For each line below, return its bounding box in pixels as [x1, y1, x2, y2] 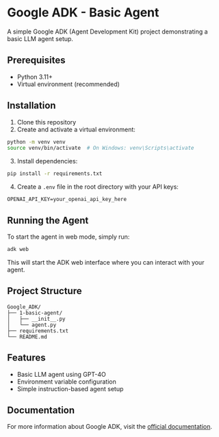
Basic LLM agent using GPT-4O [16, 370, 106, 378]
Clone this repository [16, 118, 77, 126]
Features [7, 352, 46, 364]
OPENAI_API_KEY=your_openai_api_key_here [7, 196, 127, 203]
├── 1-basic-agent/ [7, 309, 63, 316]
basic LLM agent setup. [7, 34, 74, 42]
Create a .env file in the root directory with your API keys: [16, 183, 179, 191]
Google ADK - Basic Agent [7, 5, 159, 21]
